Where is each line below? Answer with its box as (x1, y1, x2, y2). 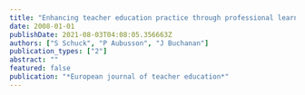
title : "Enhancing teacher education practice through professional (9, 13, 274, 23)
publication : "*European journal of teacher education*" (9, 72, 230, 81)
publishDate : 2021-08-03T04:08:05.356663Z (9, 30, 172, 39)
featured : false (9, 64, 71, 73)
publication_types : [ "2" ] (9, 47, 107, 56)
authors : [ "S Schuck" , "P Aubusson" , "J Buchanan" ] (9, 38, 209, 48)
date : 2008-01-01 (9, 22, 75, 31)
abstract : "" (9, 55, 59, 64)
